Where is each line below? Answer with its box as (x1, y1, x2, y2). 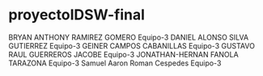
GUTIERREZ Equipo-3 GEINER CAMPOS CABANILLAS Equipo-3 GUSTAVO (8, 40, 255, 50)
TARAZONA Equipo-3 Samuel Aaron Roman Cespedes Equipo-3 (8, 58, 222, 68)
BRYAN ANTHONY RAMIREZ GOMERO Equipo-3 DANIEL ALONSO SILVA (8, 32, 249, 42)
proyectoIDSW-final (8, 6, 146, 24)
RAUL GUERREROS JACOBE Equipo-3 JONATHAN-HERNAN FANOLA (8, 49, 239, 59)
